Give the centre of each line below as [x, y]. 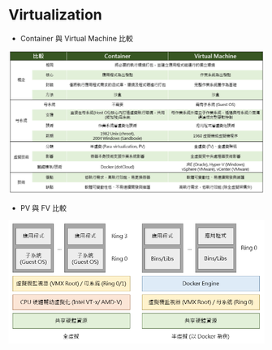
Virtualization [56, 15]
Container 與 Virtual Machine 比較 [77, 38]
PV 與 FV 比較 [43, 207]
